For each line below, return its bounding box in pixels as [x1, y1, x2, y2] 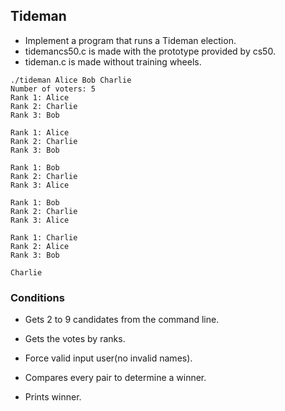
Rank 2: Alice [10, 241, 70, 251]
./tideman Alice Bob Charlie [10, 75, 132, 85]
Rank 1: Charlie [10, 232, 78, 243]
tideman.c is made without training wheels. [24, 55, 202, 68]
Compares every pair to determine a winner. [24, 372, 207, 384]
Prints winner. [24, 391, 82, 403]
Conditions [10, 290, 65, 304]
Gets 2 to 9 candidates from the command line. [24, 314, 220, 326]
